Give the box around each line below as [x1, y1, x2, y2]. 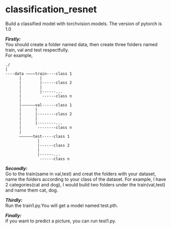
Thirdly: [5, 197, 23, 203]
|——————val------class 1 [18, 102, 72, 108]
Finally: [5, 212, 22, 218]
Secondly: [5, 165, 28, 171]
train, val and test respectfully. [5, 47, 69, 53]
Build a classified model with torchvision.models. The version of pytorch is [5, 20, 162, 27]
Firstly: [5, 36, 21, 42]
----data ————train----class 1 [5, 71, 72, 76]
